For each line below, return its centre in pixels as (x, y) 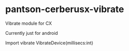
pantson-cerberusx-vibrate (65, 9)
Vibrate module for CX (29, 23)
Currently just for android (32, 33)
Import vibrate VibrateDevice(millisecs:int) (49, 43)
